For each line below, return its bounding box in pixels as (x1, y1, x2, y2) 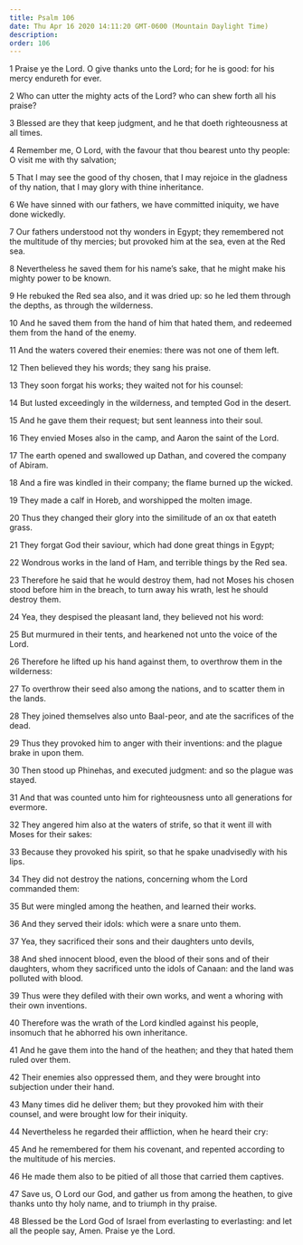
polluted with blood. (9, 973, 84, 984)
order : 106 (9, 38, 51, 48)
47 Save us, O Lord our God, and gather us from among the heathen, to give (9, 1189, 293, 1200)
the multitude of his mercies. (9, 1153, 116, 1164)
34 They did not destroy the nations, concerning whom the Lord (9, 873, 249, 884)
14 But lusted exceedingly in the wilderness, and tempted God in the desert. (9, 398, 292, 409)
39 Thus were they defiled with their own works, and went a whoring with (9, 990, 283, 1001)
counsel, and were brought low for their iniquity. (9, 1109, 188, 1120)
